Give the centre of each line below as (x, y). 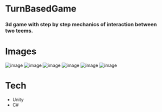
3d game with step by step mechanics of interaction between (81, 25)
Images (21, 51)
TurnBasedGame (41, 9)
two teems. (19, 31)
